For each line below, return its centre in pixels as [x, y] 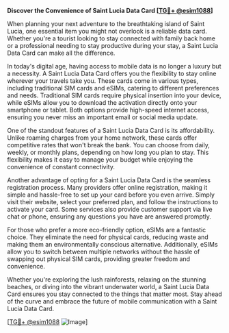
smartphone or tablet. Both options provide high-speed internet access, [108, 110]
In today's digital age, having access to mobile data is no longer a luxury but [114, 66]
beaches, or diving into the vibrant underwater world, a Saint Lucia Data [108, 287]
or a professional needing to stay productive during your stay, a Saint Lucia [113, 46]
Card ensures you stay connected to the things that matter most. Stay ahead [114, 294]
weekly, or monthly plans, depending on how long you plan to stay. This [108, 152]
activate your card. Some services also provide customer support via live [110, 209]
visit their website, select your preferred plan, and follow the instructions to [113, 202]
